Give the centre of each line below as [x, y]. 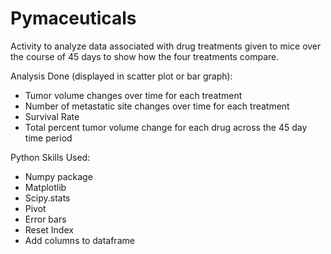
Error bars [45, 219]
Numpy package [58, 176]
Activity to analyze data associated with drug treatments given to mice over [166, 46]
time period [48, 138]
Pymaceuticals [73, 18]
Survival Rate [52, 116]
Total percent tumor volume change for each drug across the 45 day [166, 127]
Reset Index [49, 229]
